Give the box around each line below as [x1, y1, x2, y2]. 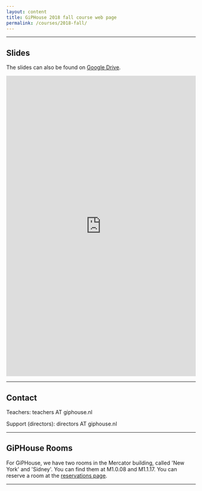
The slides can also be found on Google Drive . [6, 64, 121, 71]
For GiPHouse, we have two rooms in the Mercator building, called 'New [6, 459, 185, 466]
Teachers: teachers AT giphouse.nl [6, 409, 93, 415]
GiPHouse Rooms [6, 443, 73, 454]
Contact [6, 392, 37, 403]
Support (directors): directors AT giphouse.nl [6, 420, 117, 427]
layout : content [6, 8, 47, 15]
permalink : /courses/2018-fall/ [6, 20, 87, 26]
